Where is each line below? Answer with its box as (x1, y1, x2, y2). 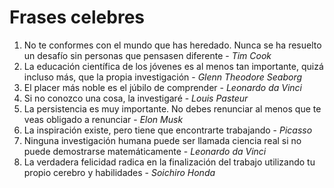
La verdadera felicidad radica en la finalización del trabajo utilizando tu (23, 156, 316, 168)
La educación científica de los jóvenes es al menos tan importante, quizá (23, 60, 324, 72)
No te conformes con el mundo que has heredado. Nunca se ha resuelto (23, 39, 322, 51)
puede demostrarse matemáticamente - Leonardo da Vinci (23, 145, 267, 157)
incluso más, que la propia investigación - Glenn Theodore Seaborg (23, 71, 303, 83)
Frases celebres (9, 6, 145, 29)
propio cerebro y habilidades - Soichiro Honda (23, 166, 216, 178)
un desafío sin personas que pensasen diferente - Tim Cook (23, 49, 272, 61)
